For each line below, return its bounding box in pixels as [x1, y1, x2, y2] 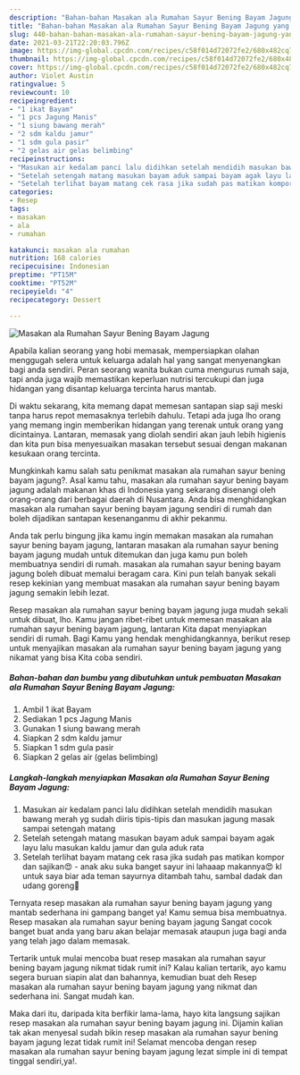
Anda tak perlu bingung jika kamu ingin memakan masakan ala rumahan [9, 529, 274, 541]
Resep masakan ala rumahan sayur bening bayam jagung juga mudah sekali [9, 605, 288, 615]
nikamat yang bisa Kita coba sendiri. [9, 652, 143, 663]
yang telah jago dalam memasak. [9, 935, 131, 946]
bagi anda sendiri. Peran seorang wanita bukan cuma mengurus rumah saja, [9, 364, 290, 375]
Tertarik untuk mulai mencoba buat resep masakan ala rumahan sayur [9, 953, 266, 964]
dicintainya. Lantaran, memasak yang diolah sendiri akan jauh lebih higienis [9, 428, 287, 439]
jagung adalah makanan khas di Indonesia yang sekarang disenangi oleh [9, 484, 277, 495]
